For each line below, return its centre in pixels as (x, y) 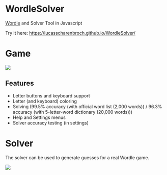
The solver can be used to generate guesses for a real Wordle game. (77, 157)
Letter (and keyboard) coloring (45, 101)
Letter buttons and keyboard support (51, 95)
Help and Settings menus (39, 117)
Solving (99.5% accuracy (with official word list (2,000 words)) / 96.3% (87, 106)
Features (20, 83)
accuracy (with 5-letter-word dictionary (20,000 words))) (73, 112)
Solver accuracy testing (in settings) (51, 122)
